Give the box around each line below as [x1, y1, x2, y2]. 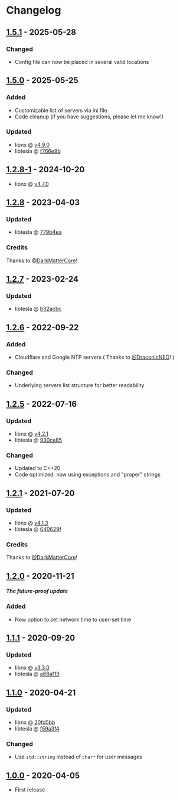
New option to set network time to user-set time [14, 616, 132, 623]
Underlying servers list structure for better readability [14, 382, 145, 389]
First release [14, 786, 45, 793]
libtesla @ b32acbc [14, 305, 62, 313]
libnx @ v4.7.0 [14, 180, 49, 187]
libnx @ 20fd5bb [14, 719, 55, 726]
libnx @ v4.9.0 [14, 141, 50, 148]
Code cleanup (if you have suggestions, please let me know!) [14, 113, 164, 120]
